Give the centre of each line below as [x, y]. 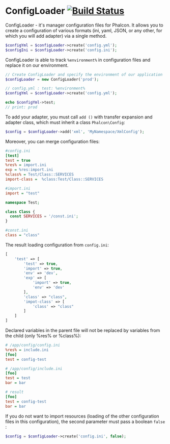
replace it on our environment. [37, 65]
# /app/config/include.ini [34, 368]
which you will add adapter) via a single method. [56, 36]
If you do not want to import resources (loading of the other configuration [82, 416]
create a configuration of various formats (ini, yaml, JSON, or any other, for [84, 30]
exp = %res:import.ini [29, 170]
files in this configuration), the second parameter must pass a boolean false [85, 422]
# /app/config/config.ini [33, 345]
